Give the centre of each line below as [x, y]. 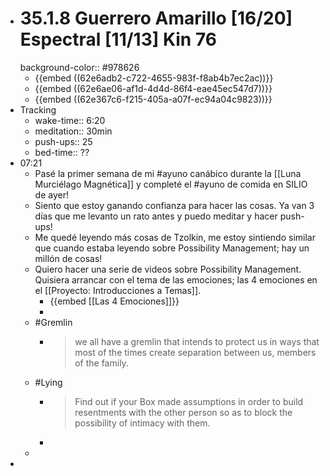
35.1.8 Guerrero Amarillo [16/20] [156, 18]
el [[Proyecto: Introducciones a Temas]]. [118, 290]
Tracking [38, 109]
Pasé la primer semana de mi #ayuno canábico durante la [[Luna [168, 173]
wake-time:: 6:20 [70, 120]
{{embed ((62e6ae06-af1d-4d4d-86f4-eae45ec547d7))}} [153, 88]
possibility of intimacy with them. [142, 423]
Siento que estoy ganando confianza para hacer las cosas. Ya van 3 [174, 205]
